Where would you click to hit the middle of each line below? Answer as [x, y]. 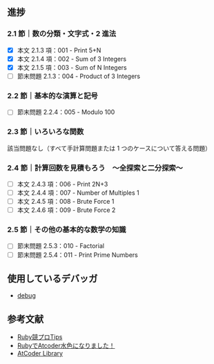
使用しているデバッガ [52, 278]
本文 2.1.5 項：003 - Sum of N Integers [72, 67]
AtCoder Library [40, 354]
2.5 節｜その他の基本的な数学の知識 [67, 230]
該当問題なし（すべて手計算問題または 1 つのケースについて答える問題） [109, 148]
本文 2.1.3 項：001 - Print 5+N [59, 50]
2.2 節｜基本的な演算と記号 [52, 95]
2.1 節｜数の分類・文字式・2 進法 [62, 34]
